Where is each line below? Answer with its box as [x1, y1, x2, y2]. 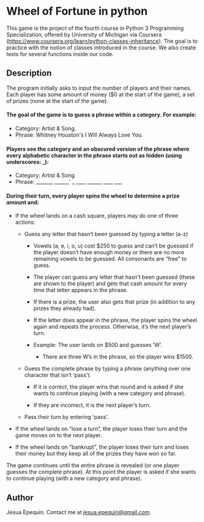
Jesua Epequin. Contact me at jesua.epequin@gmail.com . [6, 509, 152, 516]
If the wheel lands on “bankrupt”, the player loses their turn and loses [15, 443, 189, 451]
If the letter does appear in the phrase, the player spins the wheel [33, 316, 197, 324]
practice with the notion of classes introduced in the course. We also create [6, 44, 196, 51]
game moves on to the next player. [15, 432, 102, 439]
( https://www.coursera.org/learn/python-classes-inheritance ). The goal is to [6, 37, 198, 45]
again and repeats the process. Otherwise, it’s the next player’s [33, 323, 192, 331]
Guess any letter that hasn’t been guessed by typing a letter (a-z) [24, 231, 189, 238]
